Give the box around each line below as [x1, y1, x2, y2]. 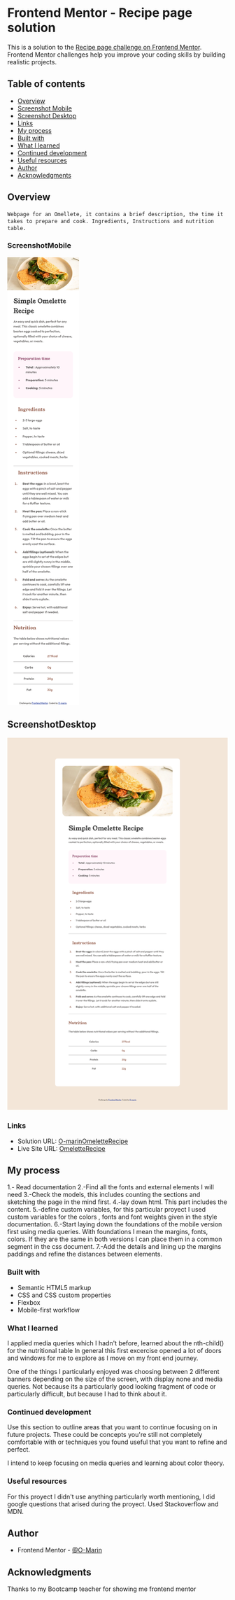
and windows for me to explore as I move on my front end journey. [7, 1354, 199, 1362]
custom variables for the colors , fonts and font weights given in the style [7, 1212, 218, 1222]
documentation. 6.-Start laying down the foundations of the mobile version [7, 1220, 222, 1229]
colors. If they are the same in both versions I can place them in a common [7, 1235, 222, 1243]
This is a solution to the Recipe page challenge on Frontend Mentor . [7, 43, 202, 51]
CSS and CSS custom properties [17, 1291, 112, 1299]
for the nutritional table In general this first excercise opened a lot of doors [7, 1347, 222, 1355]
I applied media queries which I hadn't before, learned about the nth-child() [7, 1339, 225, 1347]
